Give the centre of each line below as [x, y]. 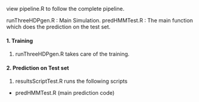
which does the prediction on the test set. [58, 27]
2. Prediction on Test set [38, 68]
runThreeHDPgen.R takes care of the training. [72, 54]
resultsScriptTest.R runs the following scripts [71, 81]
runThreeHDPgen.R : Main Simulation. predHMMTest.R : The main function [100, 20]
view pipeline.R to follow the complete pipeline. [65, 9]
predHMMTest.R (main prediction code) [65, 93]
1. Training [20, 40]
